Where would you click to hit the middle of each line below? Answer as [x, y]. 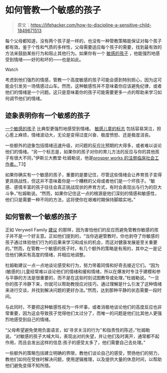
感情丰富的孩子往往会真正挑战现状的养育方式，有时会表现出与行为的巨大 [88, 187]
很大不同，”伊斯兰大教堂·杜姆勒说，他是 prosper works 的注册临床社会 [84, 158]
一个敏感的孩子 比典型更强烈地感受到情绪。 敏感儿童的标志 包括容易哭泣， [81, 128]
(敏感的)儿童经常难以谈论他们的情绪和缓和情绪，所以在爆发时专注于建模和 [81, 271]
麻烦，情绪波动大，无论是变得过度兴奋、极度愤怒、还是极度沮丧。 [85, 134]
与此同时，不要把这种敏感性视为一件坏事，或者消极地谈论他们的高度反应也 [81, 307]
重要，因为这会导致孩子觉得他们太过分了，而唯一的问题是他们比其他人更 [83, 313]
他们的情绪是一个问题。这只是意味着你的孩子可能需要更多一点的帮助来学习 [81, 92]
